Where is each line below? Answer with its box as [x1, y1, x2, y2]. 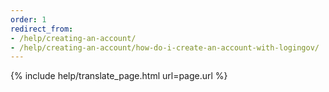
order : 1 [10, 14, 47, 25]
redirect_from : [10, 24, 74, 34]
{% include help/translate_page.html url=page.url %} [10, 70, 228, 82]
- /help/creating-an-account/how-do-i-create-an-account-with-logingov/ [10, 42, 320, 53]
